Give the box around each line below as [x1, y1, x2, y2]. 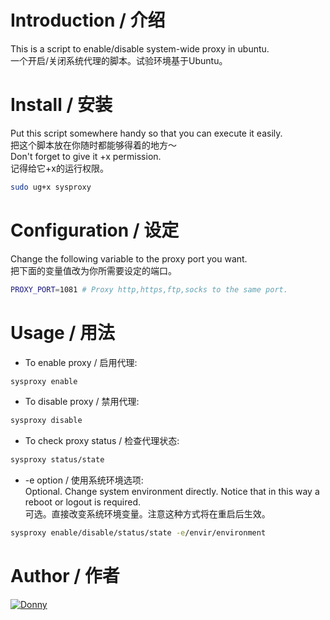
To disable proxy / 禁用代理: [24, 396, 140, 408]
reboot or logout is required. [24, 496, 142, 508]
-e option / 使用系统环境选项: [24, 474, 144, 486]
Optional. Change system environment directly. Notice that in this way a [24, 486, 320, 498]
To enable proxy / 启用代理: [24, 356, 138, 368]
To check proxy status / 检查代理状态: [24, 435, 180, 447]
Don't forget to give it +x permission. [10, 150, 162, 162]
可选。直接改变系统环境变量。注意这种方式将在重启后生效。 [24, 508, 271, 520]
